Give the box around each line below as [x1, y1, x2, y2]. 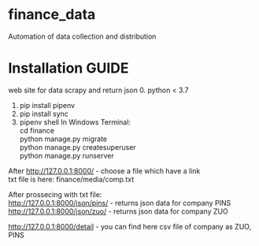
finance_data [8, 6, 96, 24]
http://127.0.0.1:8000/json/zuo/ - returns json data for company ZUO [8, 207, 228, 216]
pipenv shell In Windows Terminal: [19, 117, 131, 127]
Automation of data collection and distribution [8, 32, 157, 41]
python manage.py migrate [19, 134, 108, 143]
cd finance [19, 125, 55, 135]
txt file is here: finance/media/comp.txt [8, 174, 135, 184]
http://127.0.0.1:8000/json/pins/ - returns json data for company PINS [8, 198, 231, 207]
